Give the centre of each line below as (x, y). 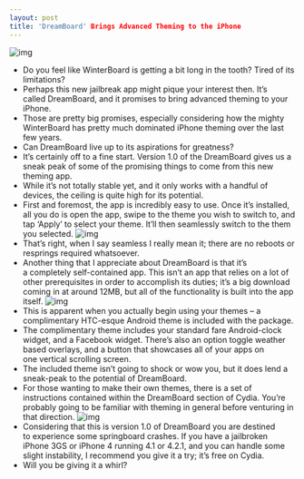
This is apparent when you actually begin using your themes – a (142, 310)
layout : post (34, 18)
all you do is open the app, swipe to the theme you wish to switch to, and (159, 214)
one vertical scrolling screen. (77, 358)
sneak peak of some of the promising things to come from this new (148, 166)
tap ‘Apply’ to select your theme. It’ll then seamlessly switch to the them (157, 224)
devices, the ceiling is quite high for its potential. (113, 195)
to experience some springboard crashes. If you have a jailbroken (145, 435)
